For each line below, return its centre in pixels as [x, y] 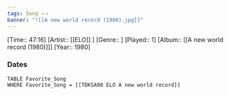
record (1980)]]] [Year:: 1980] [49, 47]
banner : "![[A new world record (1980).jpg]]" [75, 20]
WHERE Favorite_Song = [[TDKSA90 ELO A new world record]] [94, 85]
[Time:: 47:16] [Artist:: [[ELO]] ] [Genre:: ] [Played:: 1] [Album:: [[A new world [115, 39]
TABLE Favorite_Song [37, 79]
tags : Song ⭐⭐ [28, 13]
